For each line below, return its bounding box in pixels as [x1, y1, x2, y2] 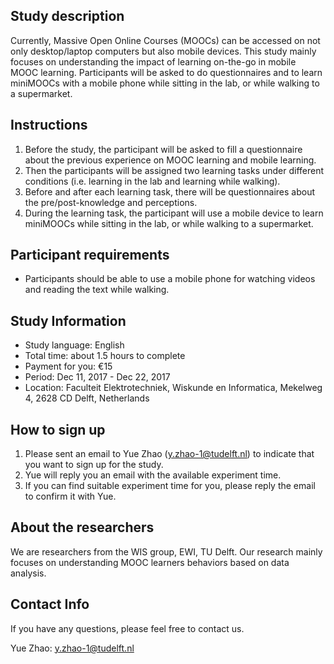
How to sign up [10, 421, 106, 438]
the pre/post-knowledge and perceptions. [24, 196, 198, 208]
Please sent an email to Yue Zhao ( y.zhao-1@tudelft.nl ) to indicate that [24, 448, 315, 460]
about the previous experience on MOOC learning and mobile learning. [24, 154, 317, 166]
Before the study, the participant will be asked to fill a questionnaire [24, 143, 303, 155]
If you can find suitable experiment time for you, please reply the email [24, 480, 316, 492]
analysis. [10, 567, 47, 579]
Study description [10, 8, 125, 25]
